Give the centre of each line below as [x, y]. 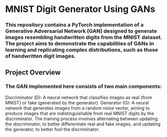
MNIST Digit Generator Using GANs [80, 9]
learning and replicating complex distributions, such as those [82, 50]
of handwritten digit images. [41, 56]
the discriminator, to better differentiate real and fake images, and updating [83, 124]
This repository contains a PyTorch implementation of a [74, 25]
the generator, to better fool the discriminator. [52, 129]
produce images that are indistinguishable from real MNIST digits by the [80, 113]
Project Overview [33, 72]
